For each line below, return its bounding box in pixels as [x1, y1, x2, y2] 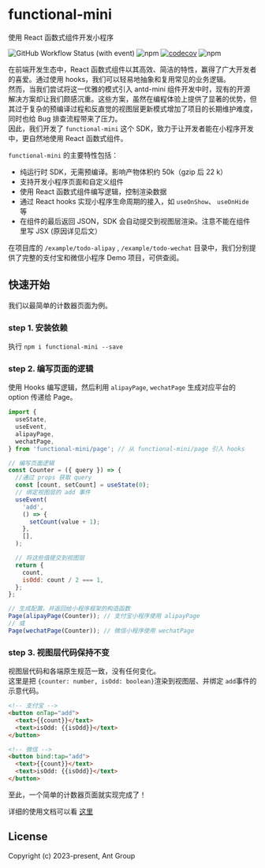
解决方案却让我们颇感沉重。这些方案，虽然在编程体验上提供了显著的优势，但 [8, 94, 257, 103]
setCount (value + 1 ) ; [28, 518, 101, 526]
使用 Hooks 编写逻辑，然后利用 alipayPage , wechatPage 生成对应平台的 [8, 382, 237, 392]
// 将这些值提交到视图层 [15, 554, 85, 562]
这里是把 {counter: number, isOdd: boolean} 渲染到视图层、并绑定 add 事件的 [8, 676, 257, 686]
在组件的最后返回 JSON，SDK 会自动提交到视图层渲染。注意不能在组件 [19, 216, 251, 225]
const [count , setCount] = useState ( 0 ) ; [15, 481, 150, 490]
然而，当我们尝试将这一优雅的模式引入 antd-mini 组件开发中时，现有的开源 [8, 84, 251, 94]
